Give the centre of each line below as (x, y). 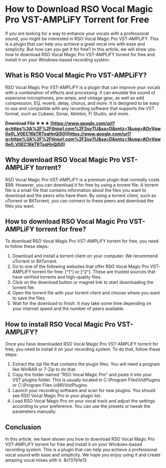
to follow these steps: (27, 246)
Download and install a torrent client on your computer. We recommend (85, 256)
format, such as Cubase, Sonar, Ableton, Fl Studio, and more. (67, 114)
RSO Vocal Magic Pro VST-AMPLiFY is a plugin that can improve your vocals (83, 87)
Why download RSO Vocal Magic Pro (63, 160)
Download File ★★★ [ (29, 123)
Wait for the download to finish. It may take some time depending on (82, 303)
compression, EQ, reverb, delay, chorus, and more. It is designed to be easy (82, 103)
